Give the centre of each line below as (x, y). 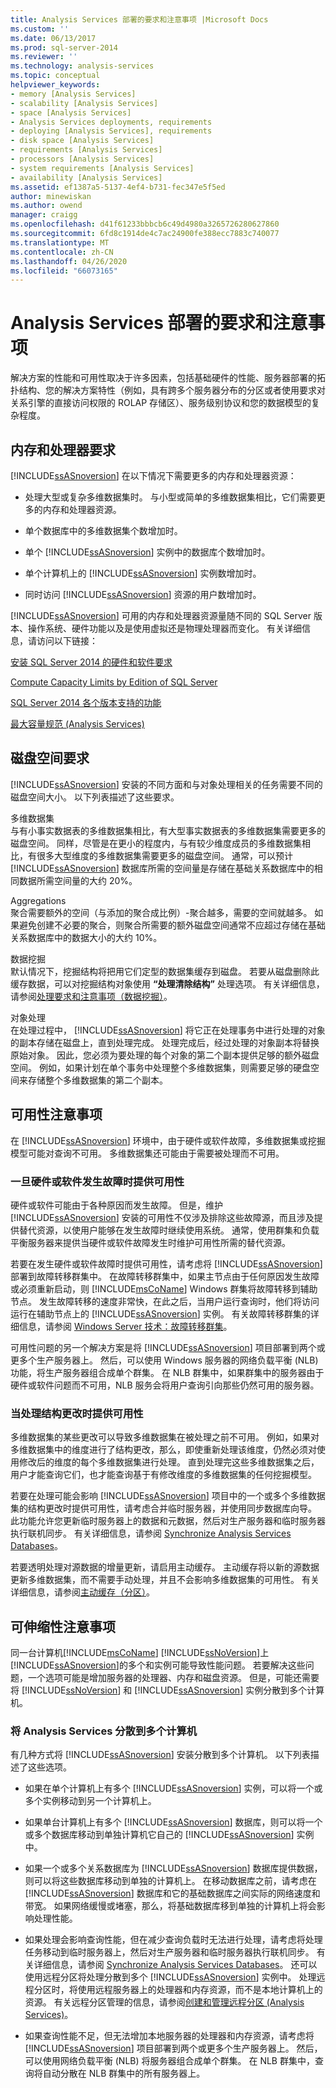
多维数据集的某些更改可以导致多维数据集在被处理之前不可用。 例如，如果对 (165, 1437)
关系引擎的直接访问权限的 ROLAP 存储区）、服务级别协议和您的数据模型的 (161, 403)
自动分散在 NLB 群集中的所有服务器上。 (124, 2073)
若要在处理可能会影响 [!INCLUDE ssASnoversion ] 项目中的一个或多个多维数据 (168, 1496)
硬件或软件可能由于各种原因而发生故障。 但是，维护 (116, 1205)
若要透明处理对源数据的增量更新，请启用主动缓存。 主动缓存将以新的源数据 (165, 1567)
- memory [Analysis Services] (73, 94)
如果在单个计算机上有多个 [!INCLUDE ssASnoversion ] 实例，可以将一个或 (173, 1788)
